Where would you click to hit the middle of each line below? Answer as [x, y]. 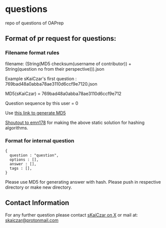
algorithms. [17, 127]
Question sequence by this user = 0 [42, 103]
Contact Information [37, 203]
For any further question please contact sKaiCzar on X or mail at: [72, 215]
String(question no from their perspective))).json [55, 69]
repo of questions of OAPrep [35, 23]
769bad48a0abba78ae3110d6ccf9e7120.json [51, 84]
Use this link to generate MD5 [36, 113]
